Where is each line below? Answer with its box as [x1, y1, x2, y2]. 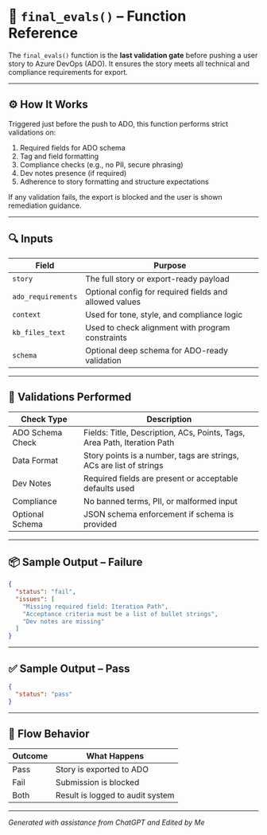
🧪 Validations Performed [8, 390, 132, 404]
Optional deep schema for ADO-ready [84, 345, 229, 356]
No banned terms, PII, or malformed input [83, 496, 238, 507]
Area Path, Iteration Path [83, 437, 175, 448]
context [12, 310, 41, 319]
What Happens [86, 751, 145, 762]
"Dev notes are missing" [22, 617, 105, 626]
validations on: [8, 127, 56, 137]
